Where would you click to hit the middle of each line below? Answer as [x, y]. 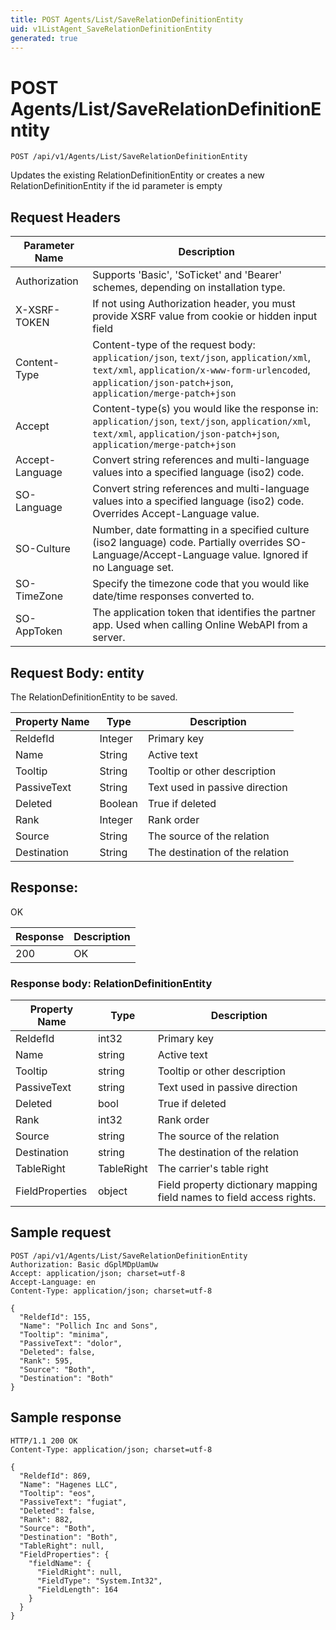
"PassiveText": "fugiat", [73, 1502]
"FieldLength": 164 [77, 1589]
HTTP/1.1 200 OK [44, 1441]
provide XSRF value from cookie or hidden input [205, 316]
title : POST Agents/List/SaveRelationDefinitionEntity [127, 19]
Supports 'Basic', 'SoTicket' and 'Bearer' [187, 275]
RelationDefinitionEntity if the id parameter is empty [116, 186]
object [112, 1191]
